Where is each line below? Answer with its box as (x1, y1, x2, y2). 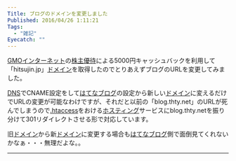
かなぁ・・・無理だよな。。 (7, 139, 84, 147)
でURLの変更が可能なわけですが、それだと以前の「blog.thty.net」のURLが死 (7, 97, 228, 106)
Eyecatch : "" (7, 36, 46, 43)
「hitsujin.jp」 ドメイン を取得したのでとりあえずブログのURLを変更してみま (7, 65, 225, 73)
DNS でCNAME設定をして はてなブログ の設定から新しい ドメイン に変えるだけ (7, 89, 228, 97)
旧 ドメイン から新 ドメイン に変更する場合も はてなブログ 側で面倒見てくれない (7, 130, 229, 139)
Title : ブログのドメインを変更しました (7, 10, 108, 17)
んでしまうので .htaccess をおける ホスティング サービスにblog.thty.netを (7, 106, 213, 115)
